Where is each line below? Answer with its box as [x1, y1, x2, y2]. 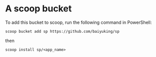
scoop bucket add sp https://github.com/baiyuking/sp [5, 29, 120, 34]
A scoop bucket [5, 3, 72, 14]
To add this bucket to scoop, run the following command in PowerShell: [5, 19, 152, 25]
